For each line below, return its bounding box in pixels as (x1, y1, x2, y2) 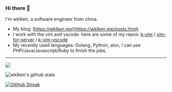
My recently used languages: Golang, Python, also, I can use (12, 42, 141, 48)
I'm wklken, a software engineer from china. (5, 16, 98, 22)
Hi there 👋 (5, 5, 31, 12)
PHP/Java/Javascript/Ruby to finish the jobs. (12, 48, 107, 54)
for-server (12, 37, 35, 43)
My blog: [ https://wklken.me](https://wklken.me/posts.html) (12, 26, 139, 32)
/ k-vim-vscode (35, 37, 68, 43)
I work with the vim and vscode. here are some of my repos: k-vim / (12, 32, 156, 38)
